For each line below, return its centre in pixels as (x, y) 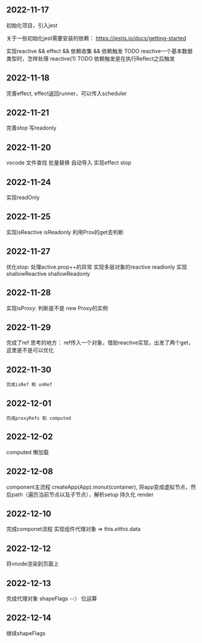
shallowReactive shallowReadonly (48, 273)
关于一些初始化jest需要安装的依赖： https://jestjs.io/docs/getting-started (96, 38)
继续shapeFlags (26, 633)
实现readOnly (23, 197)
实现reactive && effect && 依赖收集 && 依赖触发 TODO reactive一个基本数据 (99, 51)
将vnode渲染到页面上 (33, 564)
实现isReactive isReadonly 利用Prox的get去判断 (65, 232)
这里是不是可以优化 (30, 350)
